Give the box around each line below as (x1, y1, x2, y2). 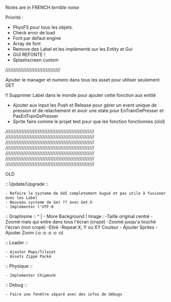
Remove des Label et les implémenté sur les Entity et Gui (12, 46, 133, 52)
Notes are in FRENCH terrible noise (5, 5, 79, 10)
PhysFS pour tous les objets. (12, 24, 73, 30)
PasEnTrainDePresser (12, 113, 59, 119)
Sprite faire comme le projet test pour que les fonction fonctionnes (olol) (12, 118, 165, 125)
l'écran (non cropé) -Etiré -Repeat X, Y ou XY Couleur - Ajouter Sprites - (5, 224, 158, 230)
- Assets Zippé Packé (5, 254, 52, 259)
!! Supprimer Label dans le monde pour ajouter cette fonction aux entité (5, 92, 156, 98)
